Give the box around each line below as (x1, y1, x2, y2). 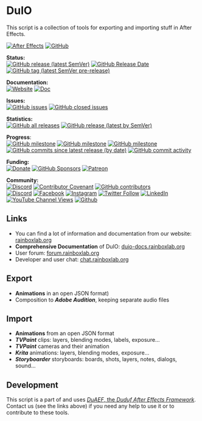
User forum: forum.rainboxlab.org (15, 249, 99, 256)
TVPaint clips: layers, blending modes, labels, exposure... (15, 336, 160, 344)
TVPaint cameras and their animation (15, 342, 110, 350)
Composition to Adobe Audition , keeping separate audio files (15, 296, 169, 303)
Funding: (6, 158, 30, 165)
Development (6, 380, 59, 390)
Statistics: (6, 115, 33, 122)
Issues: (6, 97, 26, 104)
